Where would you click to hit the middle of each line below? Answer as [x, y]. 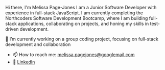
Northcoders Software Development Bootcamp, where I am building [77, 18]
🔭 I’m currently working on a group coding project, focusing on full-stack [82, 39]
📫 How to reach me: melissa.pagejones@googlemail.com [74, 55]
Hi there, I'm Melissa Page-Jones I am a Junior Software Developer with [81, 7]
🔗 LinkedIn [24, 62]
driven [12, 29]
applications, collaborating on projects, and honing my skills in [83, 24]
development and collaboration [38, 44]
